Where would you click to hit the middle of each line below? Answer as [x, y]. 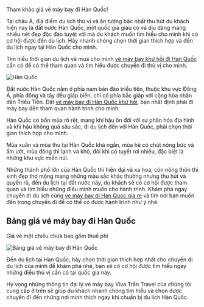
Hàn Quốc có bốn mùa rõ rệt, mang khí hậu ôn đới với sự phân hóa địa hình [100, 120]
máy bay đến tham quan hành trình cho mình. [63, 108]
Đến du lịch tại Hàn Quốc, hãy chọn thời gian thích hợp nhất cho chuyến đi [100, 259]
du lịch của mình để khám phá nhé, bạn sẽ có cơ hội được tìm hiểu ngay [97, 266]
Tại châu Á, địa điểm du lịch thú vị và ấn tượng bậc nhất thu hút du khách [98, 21]
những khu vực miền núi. [37, 158]
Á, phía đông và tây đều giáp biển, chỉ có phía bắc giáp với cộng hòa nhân [99, 95]
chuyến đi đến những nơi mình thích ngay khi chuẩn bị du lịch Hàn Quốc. [97, 297]
